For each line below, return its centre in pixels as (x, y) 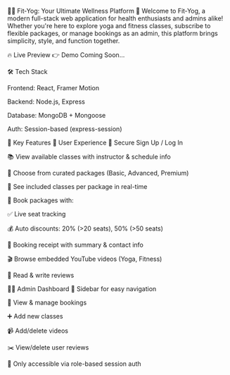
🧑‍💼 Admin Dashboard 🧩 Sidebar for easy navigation (82, 289)
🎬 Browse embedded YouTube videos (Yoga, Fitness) (85, 259)
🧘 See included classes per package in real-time (77, 186)
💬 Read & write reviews (41, 275)
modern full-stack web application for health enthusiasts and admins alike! (115, 18)
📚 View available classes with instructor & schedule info (89, 156)
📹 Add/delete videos (38, 331)
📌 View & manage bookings (47, 302)
